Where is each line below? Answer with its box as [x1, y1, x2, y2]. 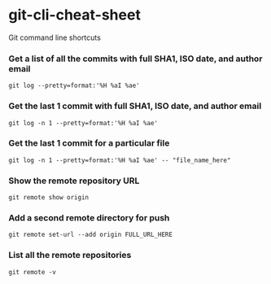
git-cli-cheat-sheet [8, 6, 141, 24]
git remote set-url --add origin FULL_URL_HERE [8, 230, 173, 239]
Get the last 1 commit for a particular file [8, 138, 170, 149]
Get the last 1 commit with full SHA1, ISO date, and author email [8, 100, 262, 111]
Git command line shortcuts [8, 33, 102, 42]
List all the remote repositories [8, 250, 132, 261]
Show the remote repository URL [8, 175, 140, 186]
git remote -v [8, 268, 57, 276]
